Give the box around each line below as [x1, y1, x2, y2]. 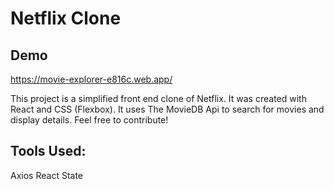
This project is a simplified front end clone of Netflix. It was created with [10, 93, 307, 104]
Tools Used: [10, 143, 87, 160]
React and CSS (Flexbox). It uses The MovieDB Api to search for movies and [10, 103, 325, 115]
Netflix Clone [10, 7, 122, 30]
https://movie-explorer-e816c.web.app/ [10, 73, 173, 85]
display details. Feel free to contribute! [10, 114, 169, 126]
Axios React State [10, 169, 83, 181]
